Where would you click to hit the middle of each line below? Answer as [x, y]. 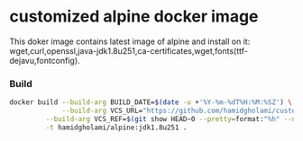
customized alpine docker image [134, 17]
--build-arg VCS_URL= [102, 111]
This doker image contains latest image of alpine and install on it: [130, 41]
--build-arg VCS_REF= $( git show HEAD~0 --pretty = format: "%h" [163, 119]
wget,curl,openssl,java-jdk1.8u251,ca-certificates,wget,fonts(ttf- [129, 50]
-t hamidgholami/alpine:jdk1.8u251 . [116, 128]
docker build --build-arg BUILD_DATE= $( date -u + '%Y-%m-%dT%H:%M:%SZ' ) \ [151, 102]
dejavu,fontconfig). [45, 60]
